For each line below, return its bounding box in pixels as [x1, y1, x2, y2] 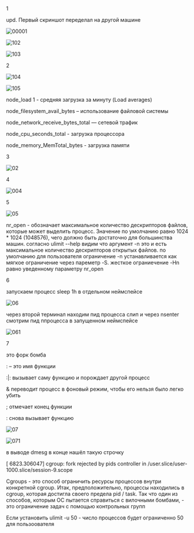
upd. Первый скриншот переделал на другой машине [6, 16, 141, 23]
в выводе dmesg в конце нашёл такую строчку [6, 449, 125, 455]
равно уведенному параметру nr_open [6, 265, 104, 272]
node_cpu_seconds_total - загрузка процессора [6, 131, 125, 137]
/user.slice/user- [148, 460, 188, 467]
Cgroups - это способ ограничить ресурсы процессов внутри [6, 478, 162, 485]
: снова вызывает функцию [6, 415, 74, 421]
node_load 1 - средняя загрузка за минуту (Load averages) [6, 96, 153, 103]
